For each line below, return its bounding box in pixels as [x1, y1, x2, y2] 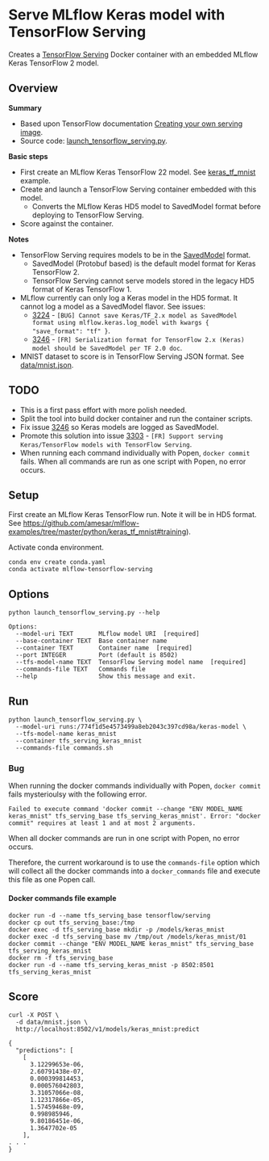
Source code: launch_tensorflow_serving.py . [19, 136, 168, 145]
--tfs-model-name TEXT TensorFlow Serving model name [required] [15, 658, 247, 667]
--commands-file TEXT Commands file [15, 665, 147, 674]
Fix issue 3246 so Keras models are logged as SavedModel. [19, 422, 219, 431]
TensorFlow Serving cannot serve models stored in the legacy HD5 [31, 276, 255, 285]
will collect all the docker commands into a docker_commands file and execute [8, 866, 261, 876]
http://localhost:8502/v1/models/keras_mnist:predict [15, 1025, 200, 1033]
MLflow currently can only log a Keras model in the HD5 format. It [19, 292, 238, 302]
